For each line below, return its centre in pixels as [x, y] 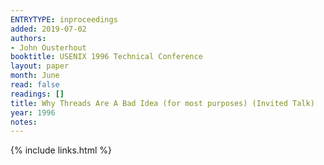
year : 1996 [33, 112]
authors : [28, 38]
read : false [35, 85]
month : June [35, 76]
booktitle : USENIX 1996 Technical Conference [106, 57]
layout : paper [40, 66]
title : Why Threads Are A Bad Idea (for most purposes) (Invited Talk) [162, 103]
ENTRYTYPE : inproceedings [64, 19]
